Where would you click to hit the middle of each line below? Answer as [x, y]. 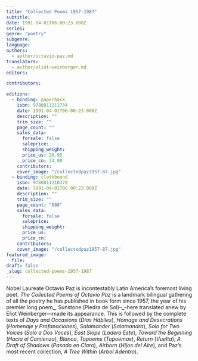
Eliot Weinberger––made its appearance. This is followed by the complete [96, 314]
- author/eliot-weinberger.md [49, 67]
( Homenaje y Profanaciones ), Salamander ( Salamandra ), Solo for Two [93, 326]
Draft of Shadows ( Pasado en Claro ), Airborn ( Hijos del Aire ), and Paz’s [94, 345]
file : [18, 260]
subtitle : [18, 17]
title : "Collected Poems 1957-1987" [52, 12]
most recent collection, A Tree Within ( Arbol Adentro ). [72, 351]
